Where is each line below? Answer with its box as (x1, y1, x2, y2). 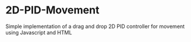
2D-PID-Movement (5, 3, 100, 17)
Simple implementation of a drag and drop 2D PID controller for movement (5, 23, 185, 30)
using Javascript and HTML (5, 29, 73, 36)
